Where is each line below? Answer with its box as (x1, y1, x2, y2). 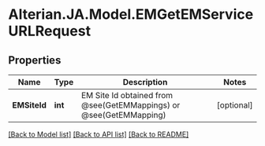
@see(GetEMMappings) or (81, 100, 181, 111)
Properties (8, 53, 62, 67)
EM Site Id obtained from (81, 90, 174, 100)
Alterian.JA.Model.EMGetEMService (8, 5, 254, 24)
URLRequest (8, 22, 91, 40)
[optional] (216, 100, 253, 111)
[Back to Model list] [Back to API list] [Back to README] (8, 130, 189, 139)
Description (122, 77, 168, 87)
